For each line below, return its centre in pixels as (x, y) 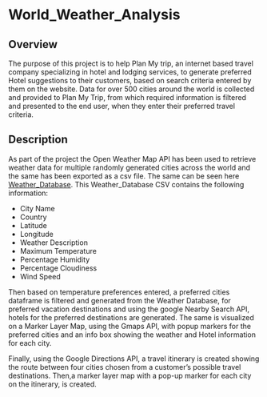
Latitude (34, 225)
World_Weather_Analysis (95, 15)
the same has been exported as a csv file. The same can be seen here (124, 176)
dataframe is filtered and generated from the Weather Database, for (120, 300)
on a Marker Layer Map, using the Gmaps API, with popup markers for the (130, 326)
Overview (33, 44)
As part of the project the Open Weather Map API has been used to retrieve (132, 158)
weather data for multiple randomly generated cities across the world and (129, 167)
